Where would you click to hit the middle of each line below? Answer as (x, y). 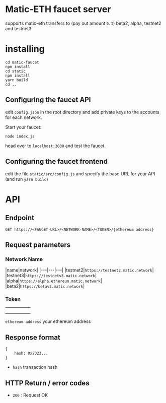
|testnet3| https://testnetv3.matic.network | (51, 276)
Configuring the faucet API (48, 100)
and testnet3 (18, 28)
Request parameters (38, 245)
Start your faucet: (23, 127)
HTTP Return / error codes (47, 383)
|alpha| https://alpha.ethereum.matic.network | (54, 281)
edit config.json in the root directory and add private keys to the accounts (82, 112)
